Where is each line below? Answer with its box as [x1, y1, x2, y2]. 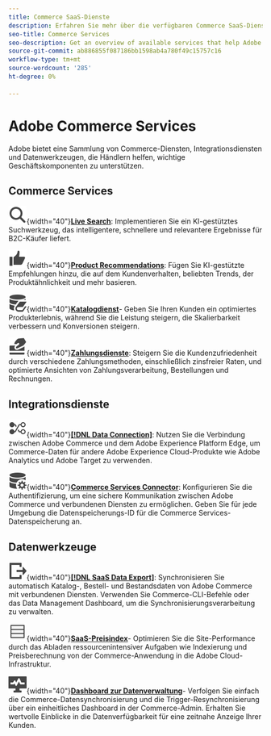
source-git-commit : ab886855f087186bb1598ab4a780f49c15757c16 [8, 47, 222, 56]
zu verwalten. [8, 607, 54, 617]
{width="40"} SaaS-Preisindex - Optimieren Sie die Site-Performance [27, 634, 256, 643]
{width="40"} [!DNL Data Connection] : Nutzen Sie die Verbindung [27, 430, 246, 440]
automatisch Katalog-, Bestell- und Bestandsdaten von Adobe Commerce [8, 581, 252, 591]
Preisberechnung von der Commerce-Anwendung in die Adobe [8, 650, 219, 660]
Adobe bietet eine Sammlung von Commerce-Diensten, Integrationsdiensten [8, 144, 262, 153]
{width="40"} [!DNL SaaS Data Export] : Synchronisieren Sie [27, 573, 225, 582]
